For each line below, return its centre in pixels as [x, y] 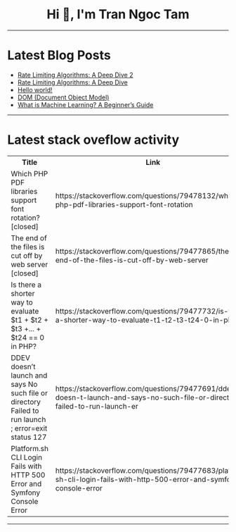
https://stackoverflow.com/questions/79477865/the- [144, 251]
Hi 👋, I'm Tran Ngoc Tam [118, 14]
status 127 [29, 437]
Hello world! [35, 89]
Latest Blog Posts [59, 55]
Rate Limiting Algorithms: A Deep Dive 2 [75, 75]
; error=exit [29, 428]
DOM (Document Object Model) [63, 97]
